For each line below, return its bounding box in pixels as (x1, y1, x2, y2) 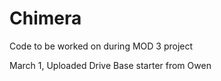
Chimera (9, 7, 82, 30)
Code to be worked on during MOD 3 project (9, 40, 194, 52)
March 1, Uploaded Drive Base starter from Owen (9, 59, 212, 71)
